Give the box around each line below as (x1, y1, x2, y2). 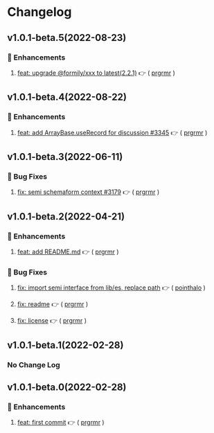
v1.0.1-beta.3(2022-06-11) (7, 150, 123, 163)
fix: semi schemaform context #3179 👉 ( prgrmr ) (17, 188, 160, 196)
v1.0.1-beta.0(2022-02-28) (7, 381, 127, 393)
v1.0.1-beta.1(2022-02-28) (7, 339, 124, 351)
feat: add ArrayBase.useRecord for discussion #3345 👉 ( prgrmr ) (17, 128, 208, 136)
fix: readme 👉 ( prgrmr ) (17, 300, 89, 308)
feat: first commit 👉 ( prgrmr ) (17, 418, 105, 427)
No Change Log (7, 360, 60, 369)
